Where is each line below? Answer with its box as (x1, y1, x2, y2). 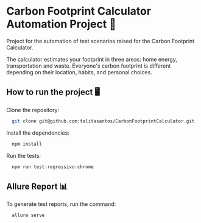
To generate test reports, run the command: (6, 200, 116, 208)
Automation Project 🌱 (6, 17, 117, 31)
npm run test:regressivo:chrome (12, 163, 94, 170)
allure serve (12, 212, 45, 219)
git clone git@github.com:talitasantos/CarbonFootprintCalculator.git (12, 118, 195, 124)
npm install (12, 141, 43, 147)
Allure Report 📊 (6, 181, 68, 191)
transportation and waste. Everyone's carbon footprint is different (6, 62, 171, 69)
